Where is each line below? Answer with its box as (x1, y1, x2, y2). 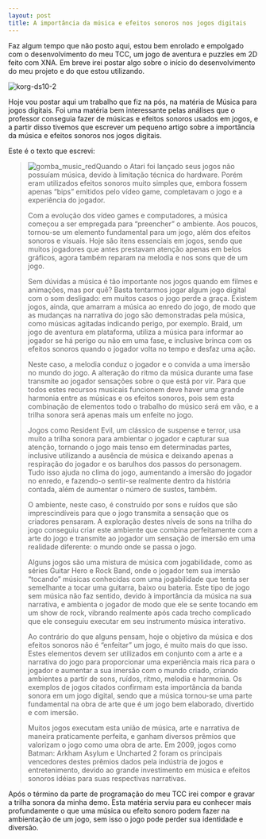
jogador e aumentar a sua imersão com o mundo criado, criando (27, 665, 238, 675)
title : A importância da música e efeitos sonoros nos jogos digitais (8, 19, 247, 27)
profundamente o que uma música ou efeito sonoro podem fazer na (8, 806, 230, 815)
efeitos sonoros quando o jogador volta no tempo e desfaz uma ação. (27, 344, 256, 353)
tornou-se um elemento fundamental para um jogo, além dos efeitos (27, 227, 252, 237)
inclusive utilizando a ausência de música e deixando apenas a (27, 450, 234, 460)
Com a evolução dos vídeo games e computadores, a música (27, 210, 228, 220)
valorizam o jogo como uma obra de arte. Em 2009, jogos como (27, 740, 237, 749)
